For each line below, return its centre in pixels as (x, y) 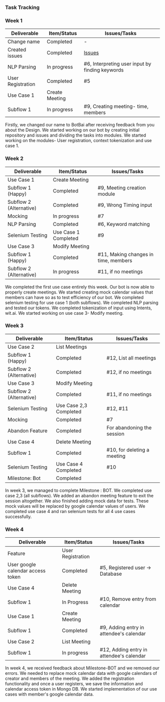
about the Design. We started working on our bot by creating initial (72, 130)
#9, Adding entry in (122, 628)
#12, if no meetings (129, 372)
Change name (24, 42)
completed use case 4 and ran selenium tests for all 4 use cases (70, 511)
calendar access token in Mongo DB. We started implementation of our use (81, 689)
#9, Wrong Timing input (125, 205)
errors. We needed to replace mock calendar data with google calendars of (81, 673)
